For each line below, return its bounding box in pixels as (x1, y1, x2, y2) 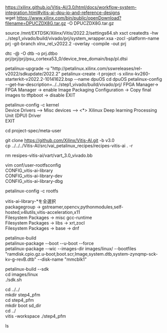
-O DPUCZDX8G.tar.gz (67, 20, 114, 26)
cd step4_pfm (5, 297, 34, 303)
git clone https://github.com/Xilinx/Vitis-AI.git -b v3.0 (5, 138, 115, 143)
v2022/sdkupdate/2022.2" (5, 71, 61, 77)
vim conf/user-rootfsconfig (5, 162, 61, 168)
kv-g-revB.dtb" (5, 256, 37, 262)
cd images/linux (5, 271, 39, 277)
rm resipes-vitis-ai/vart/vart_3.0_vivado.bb (5, 153, 93, 158)
